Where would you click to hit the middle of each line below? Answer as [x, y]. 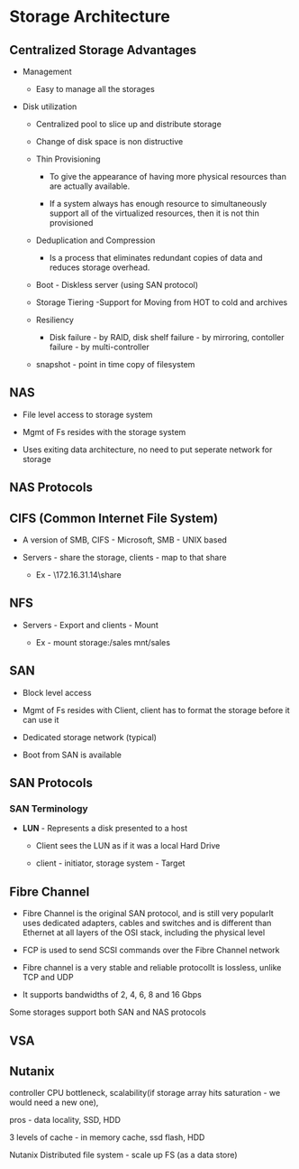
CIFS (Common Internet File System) [114, 518]
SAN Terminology [49, 808]
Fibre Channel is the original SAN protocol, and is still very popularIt [148, 914]
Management [47, 71]
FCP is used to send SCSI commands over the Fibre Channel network [151, 951]
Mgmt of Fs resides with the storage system [104, 431]
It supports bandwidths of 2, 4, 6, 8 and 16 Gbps [112, 995]
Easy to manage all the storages [95, 89]
